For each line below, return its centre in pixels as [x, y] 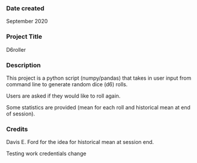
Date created [25, 8]
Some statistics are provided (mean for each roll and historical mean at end [98, 107]
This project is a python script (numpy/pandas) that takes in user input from [99, 78]
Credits [17, 129]
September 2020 [27, 21]
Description [24, 65]
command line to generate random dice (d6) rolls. [67, 84]
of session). [21, 114]
